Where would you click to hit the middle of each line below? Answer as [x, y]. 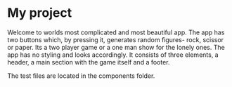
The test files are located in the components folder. [81, 76]
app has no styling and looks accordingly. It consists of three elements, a [113, 55]
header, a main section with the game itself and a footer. [89, 62]
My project [40, 13]
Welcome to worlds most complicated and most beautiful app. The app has [116, 32]
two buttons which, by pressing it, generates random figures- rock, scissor [115, 39]
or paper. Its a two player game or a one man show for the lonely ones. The [116, 47]
